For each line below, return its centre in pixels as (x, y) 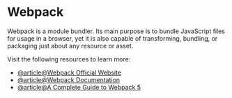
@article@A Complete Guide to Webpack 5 (79, 87)
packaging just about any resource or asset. (70, 46)
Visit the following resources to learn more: (69, 59)
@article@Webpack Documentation (69, 79)
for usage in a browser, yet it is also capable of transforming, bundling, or (113, 38)
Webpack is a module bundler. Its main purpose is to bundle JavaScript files (116, 31)
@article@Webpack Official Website (69, 72)
